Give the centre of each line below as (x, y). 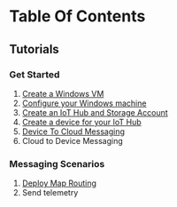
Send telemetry (50, 193)
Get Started (35, 75)
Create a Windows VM (63, 93)
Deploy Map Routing (59, 183)
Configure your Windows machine (84, 103)
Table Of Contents (77, 16)
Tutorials (34, 49)
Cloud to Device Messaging (73, 140)
